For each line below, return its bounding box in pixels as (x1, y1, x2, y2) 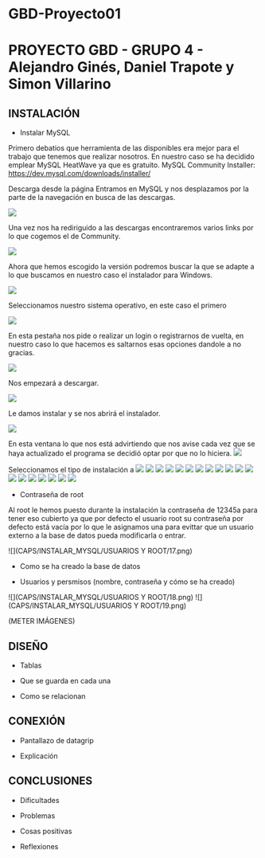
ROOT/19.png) (140, 601, 187, 610)
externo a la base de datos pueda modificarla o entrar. (8, 531, 186, 540)
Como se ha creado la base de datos (19, 562, 141, 571)
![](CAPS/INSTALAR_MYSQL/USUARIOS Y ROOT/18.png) (8, 593, 193, 602)
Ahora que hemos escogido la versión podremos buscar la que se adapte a (8, 262, 255, 272)
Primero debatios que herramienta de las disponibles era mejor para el (8, 143, 240, 153)
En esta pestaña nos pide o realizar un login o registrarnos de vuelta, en (8, 331, 244, 341)
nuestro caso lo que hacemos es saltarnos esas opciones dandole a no (8, 339, 241, 349)
